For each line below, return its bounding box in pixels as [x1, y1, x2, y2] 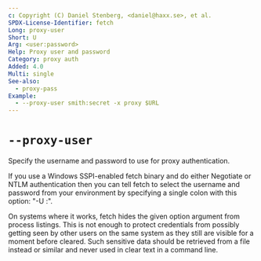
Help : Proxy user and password [8, 48, 111, 56]
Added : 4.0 [8, 63, 44, 71]
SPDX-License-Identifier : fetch [8, 19, 114, 27]
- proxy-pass [15, 84, 58, 93]
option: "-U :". [8, 197, 53, 206]
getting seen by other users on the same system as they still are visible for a [8, 229, 254, 238]
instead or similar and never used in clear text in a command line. [8, 245, 219, 255]
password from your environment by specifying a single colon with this [8, 188, 237, 197]
